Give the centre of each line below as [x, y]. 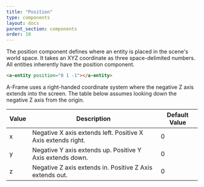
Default [178, 115]
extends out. [50, 175]
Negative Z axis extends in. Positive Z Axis [93, 167]
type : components [28, 18]
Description [93, 119]
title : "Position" [29, 12]
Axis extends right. [59, 140]
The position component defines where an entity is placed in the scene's [97, 51]
